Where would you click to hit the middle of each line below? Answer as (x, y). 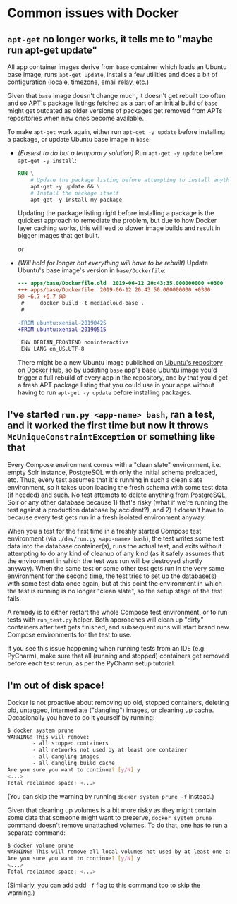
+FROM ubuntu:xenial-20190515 (62, 330)
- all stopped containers (71, 743)
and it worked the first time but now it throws (108, 426)
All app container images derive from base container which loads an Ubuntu (117, 67)
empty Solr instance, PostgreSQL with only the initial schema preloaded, (112, 472)
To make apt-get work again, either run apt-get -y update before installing (116, 132)
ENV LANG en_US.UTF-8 (53, 349)
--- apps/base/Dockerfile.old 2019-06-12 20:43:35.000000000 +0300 (120, 284)
